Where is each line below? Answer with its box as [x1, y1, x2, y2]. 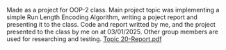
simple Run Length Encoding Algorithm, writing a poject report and [6, 13, 197, 21]
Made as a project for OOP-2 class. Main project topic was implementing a [6, 6, 220, 14]
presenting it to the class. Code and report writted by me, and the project [6, 21, 216, 28]
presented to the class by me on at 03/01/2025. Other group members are [6, 27, 218, 36]
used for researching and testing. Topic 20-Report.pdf [6, 35, 162, 43]
